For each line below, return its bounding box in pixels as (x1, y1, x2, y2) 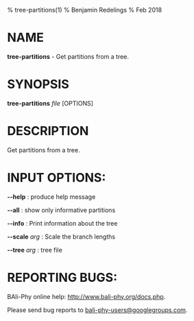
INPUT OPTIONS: (7, 170, 106, 185)
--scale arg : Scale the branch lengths (7, 233, 115, 241)
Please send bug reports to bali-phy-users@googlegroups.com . (7, 305, 188, 314)
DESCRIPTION (7, 123, 89, 139)
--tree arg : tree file (7, 246, 63, 254)
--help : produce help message (7, 192, 96, 201)
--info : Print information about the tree (7, 219, 118, 227)
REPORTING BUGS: (7, 270, 118, 285)
